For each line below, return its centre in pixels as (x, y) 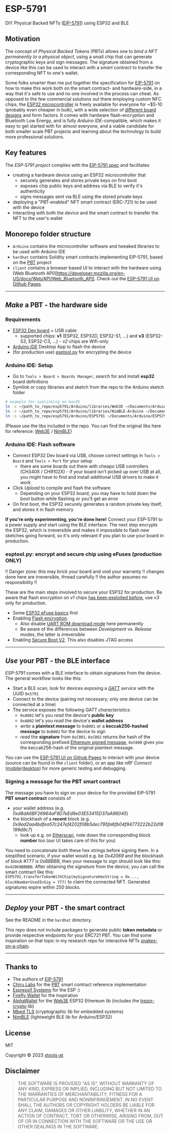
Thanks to (22, 967)
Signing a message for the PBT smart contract (63, 781)
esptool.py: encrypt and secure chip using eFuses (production (83, 554)
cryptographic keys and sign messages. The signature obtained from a (79, 62)
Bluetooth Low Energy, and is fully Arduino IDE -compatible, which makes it (83, 121)
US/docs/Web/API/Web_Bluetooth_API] (53, 279)
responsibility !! (21, 583)
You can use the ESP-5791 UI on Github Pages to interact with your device (82, 758)
